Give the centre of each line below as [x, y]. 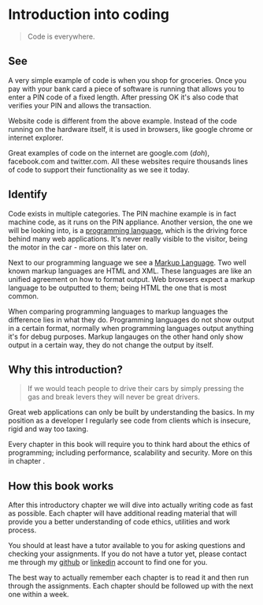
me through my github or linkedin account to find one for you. [108, 562]
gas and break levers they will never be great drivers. [114, 397]
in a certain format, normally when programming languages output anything [131, 328]
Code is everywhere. [61, 36]
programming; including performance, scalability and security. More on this [130, 453]
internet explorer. [36, 137]
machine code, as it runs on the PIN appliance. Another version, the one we [131, 222]
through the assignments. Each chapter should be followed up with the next [131, 586]
